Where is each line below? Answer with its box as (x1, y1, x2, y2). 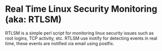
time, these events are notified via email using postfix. (5, 40, 115, 46)
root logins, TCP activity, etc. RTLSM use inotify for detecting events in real (5, 35, 158, 41)
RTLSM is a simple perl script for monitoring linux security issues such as (5, 30, 154, 36)
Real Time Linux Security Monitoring (5, 3, 158, 15)
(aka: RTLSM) (5, 14, 62, 25)
